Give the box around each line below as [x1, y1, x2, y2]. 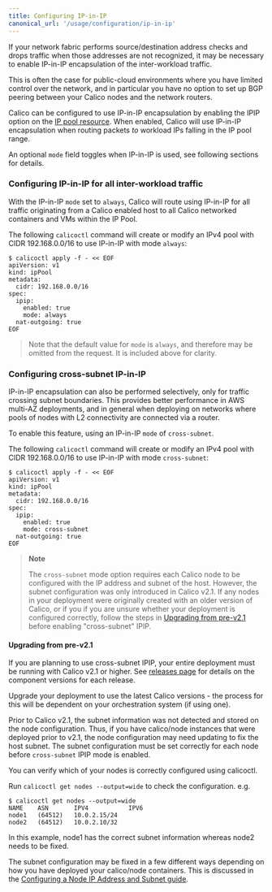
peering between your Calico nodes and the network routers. [8, 92, 213, 102]
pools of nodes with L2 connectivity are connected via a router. [8, 413, 221, 422]
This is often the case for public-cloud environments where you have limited [8, 75, 263, 84]
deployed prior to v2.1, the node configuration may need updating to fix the [8, 733, 259, 743]
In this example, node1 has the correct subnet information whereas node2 [8, 833, 255, 842]
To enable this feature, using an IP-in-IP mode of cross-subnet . [8, 428, 214, 439]
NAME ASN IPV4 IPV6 [8, 804, 144, 812]
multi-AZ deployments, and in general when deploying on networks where [8, 404, 257, 414]
